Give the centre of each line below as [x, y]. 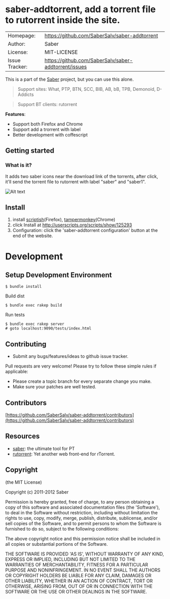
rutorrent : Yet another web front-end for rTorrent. [64, 454]
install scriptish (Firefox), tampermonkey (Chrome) [64, 220]
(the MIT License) [24, 482]
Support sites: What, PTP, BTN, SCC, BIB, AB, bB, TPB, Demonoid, [87, 89]
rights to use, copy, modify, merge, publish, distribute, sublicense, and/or [81, 518]
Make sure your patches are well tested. [54, 387]
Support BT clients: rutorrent [47, 104]
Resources [23, 436]
